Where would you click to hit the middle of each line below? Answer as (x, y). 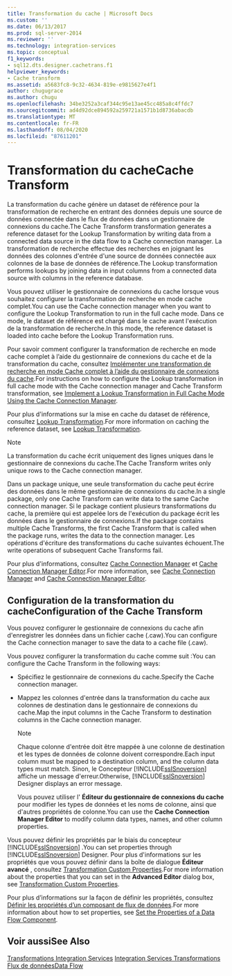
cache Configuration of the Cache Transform (105, 611)
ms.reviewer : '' (30, 40)
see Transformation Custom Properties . (63, 884)
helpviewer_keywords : (38, 71)
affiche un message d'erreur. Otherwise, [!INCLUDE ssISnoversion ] (111, 776)
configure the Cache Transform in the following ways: (84, 663)
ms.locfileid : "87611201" (44, 136)
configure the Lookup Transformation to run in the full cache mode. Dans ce (116, 314)
